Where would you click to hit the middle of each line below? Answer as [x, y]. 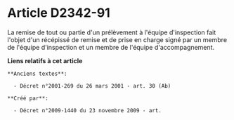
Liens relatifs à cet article [45, 60]
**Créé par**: [28, 98]
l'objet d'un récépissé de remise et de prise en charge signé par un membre [117, 39]
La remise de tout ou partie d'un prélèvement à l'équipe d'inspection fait [112, 32]
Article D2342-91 [59, 13]
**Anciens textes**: [38, 74]
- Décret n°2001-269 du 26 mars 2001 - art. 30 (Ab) [92, 86]
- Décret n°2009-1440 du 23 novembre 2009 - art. [87, 110]
